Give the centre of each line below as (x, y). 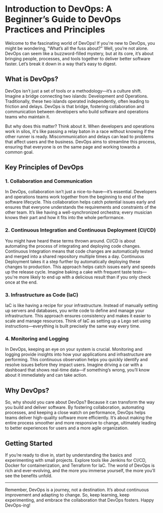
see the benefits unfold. (29, 476)
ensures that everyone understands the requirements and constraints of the (81, 207)
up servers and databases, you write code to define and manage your (75, 311)
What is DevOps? (32, 79)
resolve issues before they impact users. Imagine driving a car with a (74, 365)
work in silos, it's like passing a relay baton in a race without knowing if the (80, 131)
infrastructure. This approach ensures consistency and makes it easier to (78, 316)
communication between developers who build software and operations (77, 111)
